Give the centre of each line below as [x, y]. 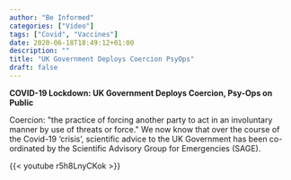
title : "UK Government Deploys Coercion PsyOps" [102, 59]
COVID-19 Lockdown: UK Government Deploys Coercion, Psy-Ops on [141, 93]
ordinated [27, 148]
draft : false [34, 68]
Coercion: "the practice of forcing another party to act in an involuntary [141, 120]
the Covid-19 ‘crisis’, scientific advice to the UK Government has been [138, 139]
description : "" [40, 51]
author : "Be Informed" [52, 17]
